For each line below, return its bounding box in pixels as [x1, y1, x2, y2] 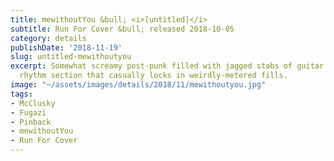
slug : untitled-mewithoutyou [10, 52, 132, 62]
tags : [10, 89, 33, 99]
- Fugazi [10, 107, 47, 118]
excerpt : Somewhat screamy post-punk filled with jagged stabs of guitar [10, 61, 325, 71]
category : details [10, 33, 87, 43]
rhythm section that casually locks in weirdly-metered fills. [19, 71, 288, 81]
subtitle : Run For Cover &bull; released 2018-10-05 [10, 24, 235, 34]
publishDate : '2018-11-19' [10, 42, 123, 53]
